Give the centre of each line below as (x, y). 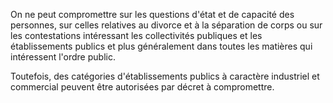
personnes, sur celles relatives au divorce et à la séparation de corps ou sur (166, 25)
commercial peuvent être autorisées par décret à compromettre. (142, 87)
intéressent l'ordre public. (63, 57)
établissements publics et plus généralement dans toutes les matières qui (161, 46)
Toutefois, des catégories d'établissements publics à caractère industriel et (165, 76)
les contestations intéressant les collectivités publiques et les (136, 35)
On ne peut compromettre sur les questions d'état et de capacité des (152, 14)
